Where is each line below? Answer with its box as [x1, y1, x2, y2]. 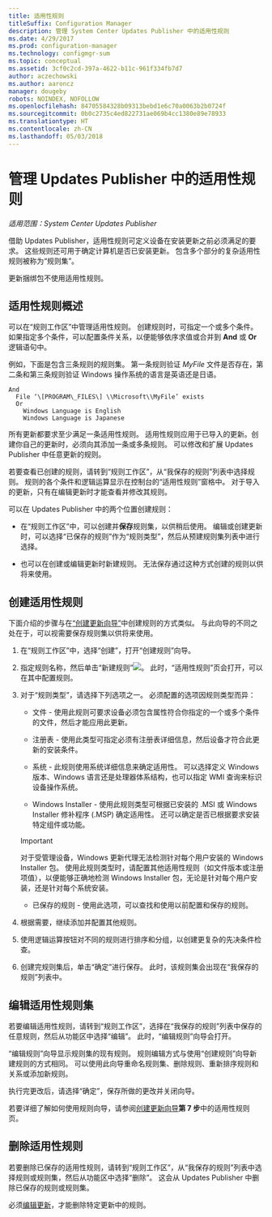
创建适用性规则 [8, 595, 83, 608]
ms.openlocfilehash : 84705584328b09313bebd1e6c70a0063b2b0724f [8, 102, 227, 110]
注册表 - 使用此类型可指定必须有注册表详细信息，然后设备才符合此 [32, 735, 253, 745]
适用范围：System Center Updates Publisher [8, 218, 157, 228]
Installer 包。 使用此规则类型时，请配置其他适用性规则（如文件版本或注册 [19, 863, 264, 873]
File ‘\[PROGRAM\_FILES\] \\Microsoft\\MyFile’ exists [15, 393, 205, 401]
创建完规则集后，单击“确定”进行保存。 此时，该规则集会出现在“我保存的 [19, 962, 259, 972]
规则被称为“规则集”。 [8, 256, 79, 266]
